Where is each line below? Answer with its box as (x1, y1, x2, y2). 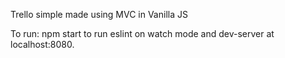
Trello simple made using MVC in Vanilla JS (10, 9, 188, 20)
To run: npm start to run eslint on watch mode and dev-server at (10, 28, 275, 39)
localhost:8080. (10, 39, 75, 50)
